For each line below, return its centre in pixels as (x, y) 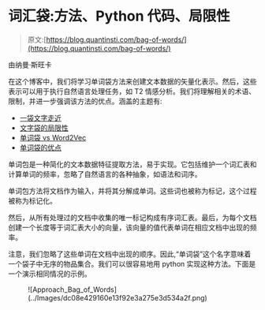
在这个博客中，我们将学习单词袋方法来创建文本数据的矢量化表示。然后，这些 (132, 81)
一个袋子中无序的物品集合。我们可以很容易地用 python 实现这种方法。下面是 (132, 263)
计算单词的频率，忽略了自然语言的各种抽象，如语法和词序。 (105, 174)
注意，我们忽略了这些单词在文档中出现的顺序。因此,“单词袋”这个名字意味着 (130, 254)
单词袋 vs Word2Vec (53, 137)
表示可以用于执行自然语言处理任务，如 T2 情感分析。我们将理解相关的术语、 (132, 91)
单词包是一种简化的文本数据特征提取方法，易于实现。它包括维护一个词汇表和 (132, 164)
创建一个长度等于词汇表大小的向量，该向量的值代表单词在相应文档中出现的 (129, 227)
